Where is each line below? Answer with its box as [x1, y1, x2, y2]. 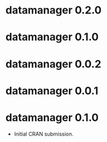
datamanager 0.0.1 [5, 84, 98, 97]
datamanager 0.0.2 [5, 57, 102, 70]
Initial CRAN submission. [14, 130, 74, 137]
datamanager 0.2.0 [5, 4, 102, 17]
